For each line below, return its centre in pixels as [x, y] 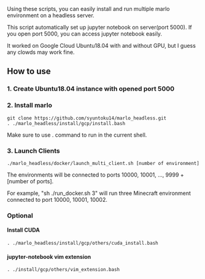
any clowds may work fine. [41, 52]
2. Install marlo [30, 105]
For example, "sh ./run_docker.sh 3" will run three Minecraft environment [99, 193]
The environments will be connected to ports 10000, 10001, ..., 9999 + [96, 175]
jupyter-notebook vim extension [49, 256]
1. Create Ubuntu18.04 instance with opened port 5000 [91, 89]
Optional [20, 215]
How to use [29, 71]
